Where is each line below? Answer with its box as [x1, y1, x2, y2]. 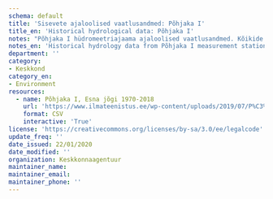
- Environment [8, 80, 57, 88]
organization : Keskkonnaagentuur [8, 155, 122, 163]
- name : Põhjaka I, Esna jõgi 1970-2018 [15, 95, 154, 103]
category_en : [8, 72, 53, 80]
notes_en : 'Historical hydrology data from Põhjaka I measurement [8, 42, 238, 50]
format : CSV [23, 110, 63, 119]
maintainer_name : [8, 163, 67, 171]
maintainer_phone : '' [8, 178, 82, 187]
